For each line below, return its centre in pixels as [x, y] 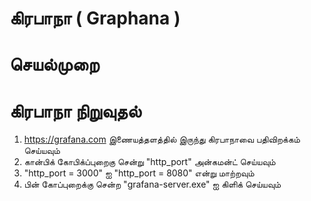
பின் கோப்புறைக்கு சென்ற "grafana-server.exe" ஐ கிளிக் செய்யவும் [152, 184]
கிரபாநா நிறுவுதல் [75, 111]
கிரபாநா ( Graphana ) [95, 18]
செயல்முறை [54, 64]
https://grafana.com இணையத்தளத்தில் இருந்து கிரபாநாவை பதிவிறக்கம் [162, 139]
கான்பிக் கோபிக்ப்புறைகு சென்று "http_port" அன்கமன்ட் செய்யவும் [149, 162]
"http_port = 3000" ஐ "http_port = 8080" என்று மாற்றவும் [139, 173]
